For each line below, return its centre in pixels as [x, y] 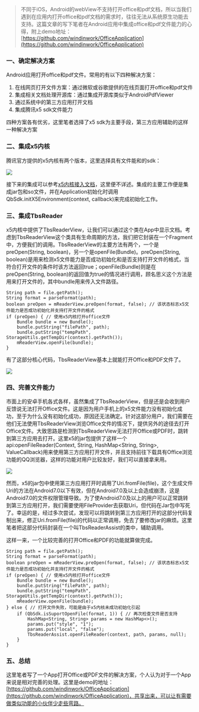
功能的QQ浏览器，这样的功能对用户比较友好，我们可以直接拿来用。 [88, 460]
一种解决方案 [22, 130]
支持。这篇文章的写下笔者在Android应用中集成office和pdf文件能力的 [104, 24]
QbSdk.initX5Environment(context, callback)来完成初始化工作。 [84, 199]
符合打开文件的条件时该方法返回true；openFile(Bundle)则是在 [81, 266]
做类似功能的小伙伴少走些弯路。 [45, 703]
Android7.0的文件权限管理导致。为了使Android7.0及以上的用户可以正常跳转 [97, 498]
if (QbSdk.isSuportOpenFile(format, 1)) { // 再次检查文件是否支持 [97, 614]
